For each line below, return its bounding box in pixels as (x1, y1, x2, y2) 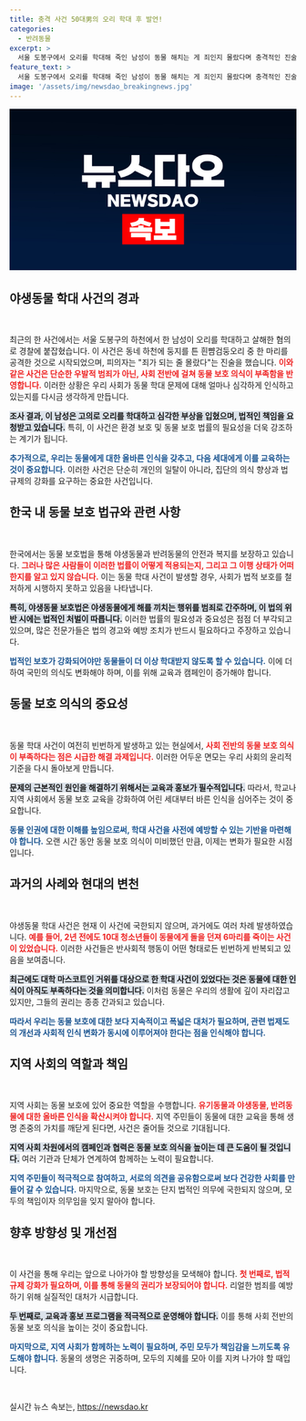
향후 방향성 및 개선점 (9, 1225, 117, 1240)
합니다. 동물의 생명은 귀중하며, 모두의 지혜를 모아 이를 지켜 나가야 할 (33, 1353, 274, 1364)
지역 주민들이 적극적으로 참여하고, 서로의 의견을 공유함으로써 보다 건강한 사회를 (9, 1173, 286, 1184)
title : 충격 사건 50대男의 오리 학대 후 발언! (9, 15, 163, 24)
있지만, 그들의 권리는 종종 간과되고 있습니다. (9, 996, 166, 1007)
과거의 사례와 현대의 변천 (9, 876, 139, 892)
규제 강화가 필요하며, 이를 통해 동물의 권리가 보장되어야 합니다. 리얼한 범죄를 (9, 1280, 277, 1291)
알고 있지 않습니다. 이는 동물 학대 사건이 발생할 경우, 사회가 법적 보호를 (33, 571, 283, 582)
